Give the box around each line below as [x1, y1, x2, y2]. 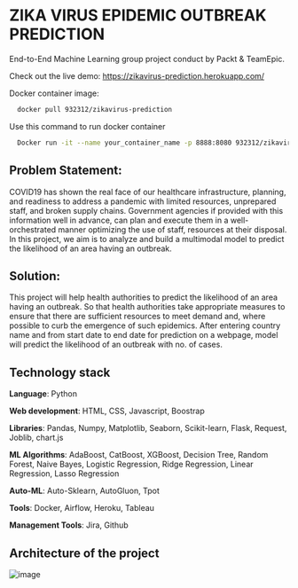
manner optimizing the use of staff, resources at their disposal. [58, 223, 287, 235]
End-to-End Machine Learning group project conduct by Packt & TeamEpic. [9, 53, 286, 64]
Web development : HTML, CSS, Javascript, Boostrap [9, 405, 206, 417]
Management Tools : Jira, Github [9, 520, 129, 530]
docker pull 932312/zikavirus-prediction [17, 105, 173, 114]
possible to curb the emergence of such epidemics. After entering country [9, 320, 281, 331]
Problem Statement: [9, 163, 122, 178]
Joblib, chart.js [9, 432, 64, 443]
